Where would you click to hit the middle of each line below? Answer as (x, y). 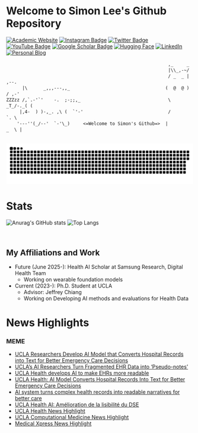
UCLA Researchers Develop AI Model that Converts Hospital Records (99, 354)
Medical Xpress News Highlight (53, 423)
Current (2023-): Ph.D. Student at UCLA (63, 286)
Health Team (30, 273)
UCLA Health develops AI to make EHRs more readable (82, 373)
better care (28, 398)
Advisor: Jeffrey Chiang (52, 292)
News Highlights (48, 323)
